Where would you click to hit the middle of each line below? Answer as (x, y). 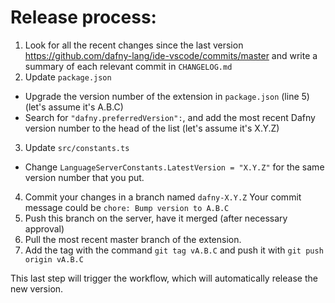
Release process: (83, 17)
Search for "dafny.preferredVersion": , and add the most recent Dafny (170, 117)
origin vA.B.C (54, 259)
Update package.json (68, 77)
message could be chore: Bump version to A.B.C (127, 207)
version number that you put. (84, 177)
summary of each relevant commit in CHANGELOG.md (128, 66)
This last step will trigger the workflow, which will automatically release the (164, 278)
